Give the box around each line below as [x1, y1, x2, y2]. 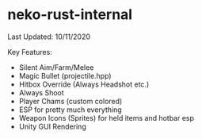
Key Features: [7, 47, 52, 56]
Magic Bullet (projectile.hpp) [18, 71, 112, 80]
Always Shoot [18, 87, 64, 97]
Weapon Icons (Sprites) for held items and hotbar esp [18, 113, 195, 122]
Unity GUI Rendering [18, 122, 86, 131]
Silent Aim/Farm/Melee [18, 62, 94, 72]
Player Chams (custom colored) [18, 96, 123, 106]
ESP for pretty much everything [18, 105, 122, 114]
